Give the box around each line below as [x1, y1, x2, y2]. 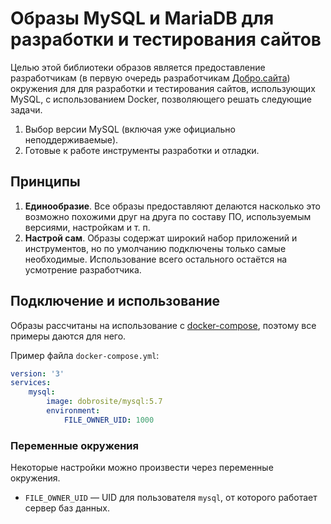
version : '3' [10, 368, 65, 379]
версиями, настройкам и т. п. [24, 221, 151, 233]
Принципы [10, 173, 81, 191]
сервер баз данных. [24, 502, 111, 514]
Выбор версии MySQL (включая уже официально [24, 123, 236, 135]
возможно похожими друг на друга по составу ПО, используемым [24, 210, 312, 222]
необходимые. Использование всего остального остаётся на [24, 253, 288, 265]
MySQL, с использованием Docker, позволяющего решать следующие [10, 93, 313, 105]
